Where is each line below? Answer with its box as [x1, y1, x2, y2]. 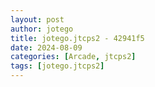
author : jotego [10, 24, 74, 34]
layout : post [10, 14, 65, 25]
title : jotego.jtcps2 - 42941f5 [10, 33, 145, 43]
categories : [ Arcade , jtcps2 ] [10, 52, 137, 62]
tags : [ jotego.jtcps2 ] [10, 61, 105, 71]
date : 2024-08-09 [10, 42, 83, 53]
